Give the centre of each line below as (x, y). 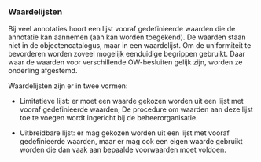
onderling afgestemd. (43, 71)
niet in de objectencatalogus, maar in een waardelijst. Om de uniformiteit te (130, 46)
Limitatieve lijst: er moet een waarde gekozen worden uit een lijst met (131, 101)
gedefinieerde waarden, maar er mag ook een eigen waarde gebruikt (131, 142)
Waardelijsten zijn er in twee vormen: (68, 86)
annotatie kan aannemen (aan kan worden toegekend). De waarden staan (127, 37)
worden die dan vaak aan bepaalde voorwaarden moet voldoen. (123, 150)
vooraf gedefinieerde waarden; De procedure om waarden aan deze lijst (136, 109)
